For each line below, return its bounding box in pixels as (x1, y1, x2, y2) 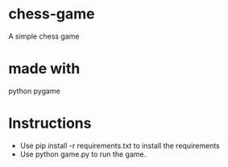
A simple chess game (8, 31, 80, 41)
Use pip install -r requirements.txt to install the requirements (19, 141, 220, 150)
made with (8, 59, 81, 78)
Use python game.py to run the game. (19, 149, 147, 159)
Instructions (8, 114, 92, 132)
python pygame (8, 86, 60, 96)
